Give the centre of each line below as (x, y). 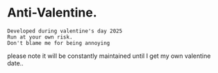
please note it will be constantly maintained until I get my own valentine (109, 56)
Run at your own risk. (40, 37)
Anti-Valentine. (52, 13)
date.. (16, 63)
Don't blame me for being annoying (59, 43)
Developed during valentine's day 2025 (65, 31)
